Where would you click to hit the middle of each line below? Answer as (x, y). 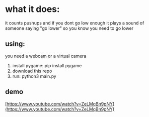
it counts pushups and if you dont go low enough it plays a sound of (75, 23)
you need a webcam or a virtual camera (46, 56)
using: (15, 44)
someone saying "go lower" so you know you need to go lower (69, 28)
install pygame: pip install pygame (47, 65)
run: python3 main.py (34, 76)
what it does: (33, 9)
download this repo (32, 71)
